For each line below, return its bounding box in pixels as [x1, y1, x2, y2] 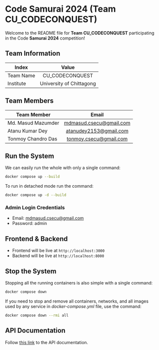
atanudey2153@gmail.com [65, 127, 129, 134]
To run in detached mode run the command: [5, 183, 94, 189]
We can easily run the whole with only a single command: [5, 165, 121, 171]
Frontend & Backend [5, 235, 68, 243]
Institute [7, 80, 26, 87]
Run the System [5, 152, 55, 160]
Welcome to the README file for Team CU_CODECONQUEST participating [5, 30, 155, 36]
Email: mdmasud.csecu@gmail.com [12, 215, 84, 221]
